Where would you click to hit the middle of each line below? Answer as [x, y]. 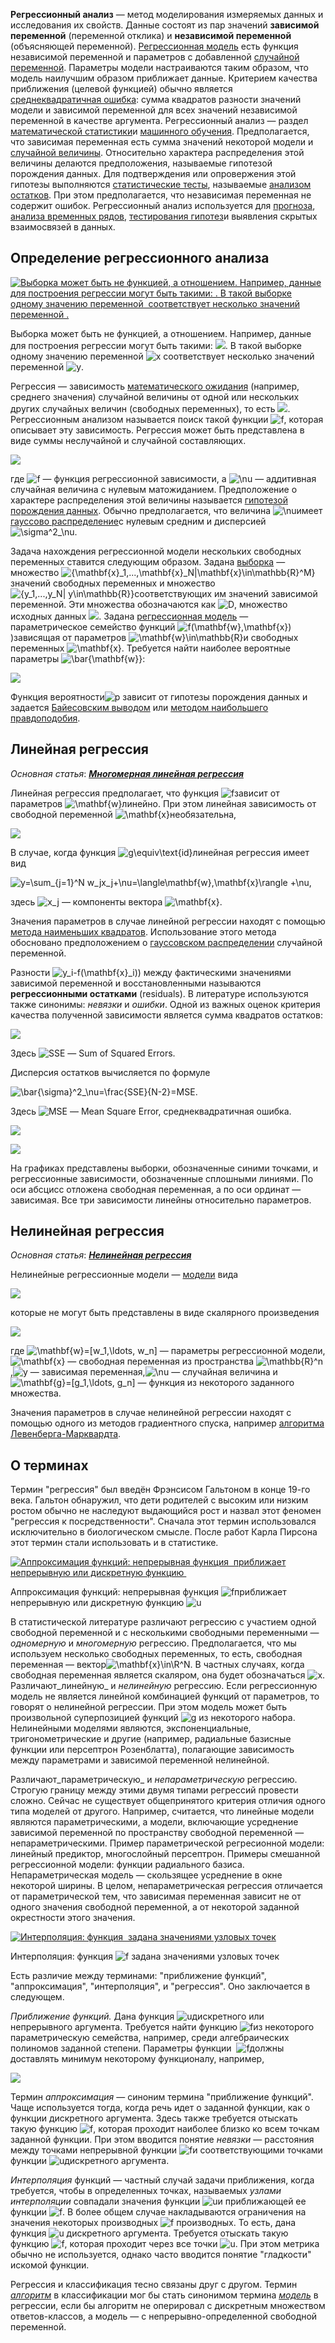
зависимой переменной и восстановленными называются [136, 983]
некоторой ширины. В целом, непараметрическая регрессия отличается [166, 1886]
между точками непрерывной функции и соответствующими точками [166, 2150]
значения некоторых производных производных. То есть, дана [153, 2223]
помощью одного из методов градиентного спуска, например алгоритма [167, 1423]
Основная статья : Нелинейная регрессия [101, 1255]
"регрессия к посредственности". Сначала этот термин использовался [163, 1521]
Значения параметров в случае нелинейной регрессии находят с [151, 1413]
